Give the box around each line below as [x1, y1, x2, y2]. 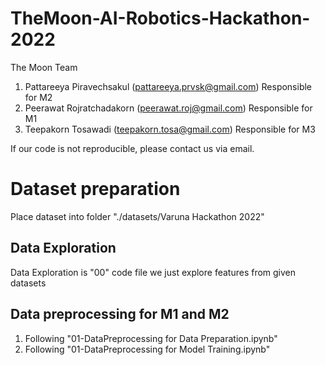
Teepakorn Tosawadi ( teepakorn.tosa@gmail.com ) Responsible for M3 [24, 123, 316, 135]
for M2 [24, 91, 53, 103]
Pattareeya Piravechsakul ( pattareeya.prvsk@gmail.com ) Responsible [24, 80, 313, 92]
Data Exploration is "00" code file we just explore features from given [10, 266, 297, 278]
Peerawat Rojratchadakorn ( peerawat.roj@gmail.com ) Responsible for [24, 102, 313, 114]
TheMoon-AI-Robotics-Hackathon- [10, 7, 311, 30]
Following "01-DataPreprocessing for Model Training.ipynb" [24, 343, 271, 355]
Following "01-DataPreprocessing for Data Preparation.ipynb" [24, 332, 278, 344]
